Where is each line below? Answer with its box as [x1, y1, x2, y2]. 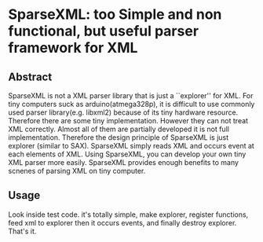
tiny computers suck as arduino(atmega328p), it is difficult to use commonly [8, 100, 255, 108]
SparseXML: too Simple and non [8, 5, 222, 24]
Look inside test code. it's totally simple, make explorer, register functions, [8, 210, 249, 219]
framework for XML [8, 39, 138, 57]
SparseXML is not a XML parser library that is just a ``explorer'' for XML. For [8, 91, 254, 100]
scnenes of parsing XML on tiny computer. [8, 167, 146, 175]
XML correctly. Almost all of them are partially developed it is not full [8, 124, 230, 134]
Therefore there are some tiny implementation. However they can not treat [8, 116, 249, 125]
